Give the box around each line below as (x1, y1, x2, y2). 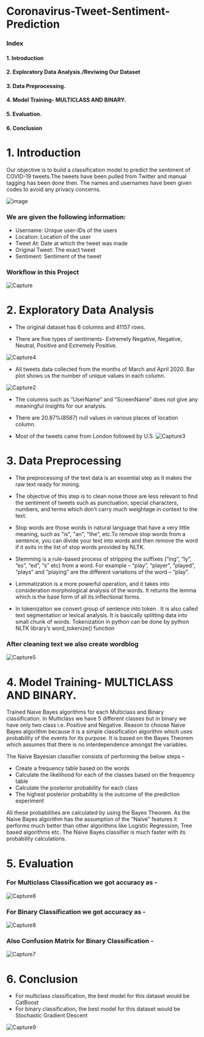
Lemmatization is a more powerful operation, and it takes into (15, 580, 170, 588)
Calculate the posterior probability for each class (15, 784, 139, 792)
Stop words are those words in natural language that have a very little (15, 524, 191, 531)
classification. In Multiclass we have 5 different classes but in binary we (6, 715, 186, 722)
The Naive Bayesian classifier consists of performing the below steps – (6, 753, 185, 760)
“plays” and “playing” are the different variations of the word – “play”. (15, 568, 189, 576)
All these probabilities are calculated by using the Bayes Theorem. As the (6, 809, 191, 817)
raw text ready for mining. (15, 481, 81, 488)
